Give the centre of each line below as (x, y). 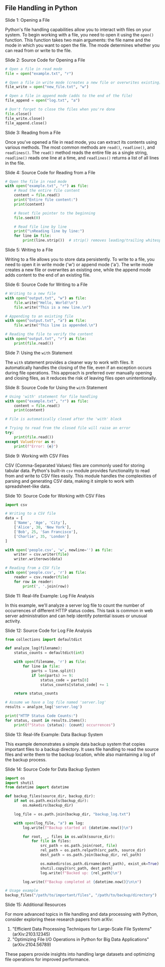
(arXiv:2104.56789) (32, 945)
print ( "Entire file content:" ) (46, 200)
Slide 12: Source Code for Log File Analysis (49, 630)
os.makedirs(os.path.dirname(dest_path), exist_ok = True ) (100, 864)
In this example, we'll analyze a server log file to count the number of (75, 605)
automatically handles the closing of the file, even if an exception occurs (78, 367)
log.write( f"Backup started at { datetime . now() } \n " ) (78, 828)
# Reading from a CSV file (33, 568)
